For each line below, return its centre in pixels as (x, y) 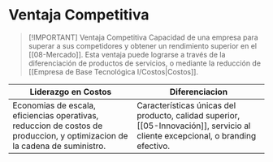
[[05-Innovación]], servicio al (194, 126)
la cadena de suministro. (59, 146)
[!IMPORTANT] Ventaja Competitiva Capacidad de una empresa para (143, 37)
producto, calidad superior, (188, 115)
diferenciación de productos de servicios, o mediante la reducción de (145, 63)
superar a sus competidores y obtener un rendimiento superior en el (143, 45)
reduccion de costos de (58, 126)
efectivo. (154, 146)
